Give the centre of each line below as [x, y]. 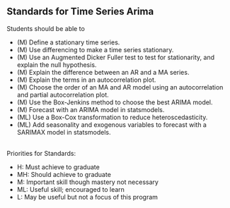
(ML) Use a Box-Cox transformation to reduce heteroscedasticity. [112, 117]
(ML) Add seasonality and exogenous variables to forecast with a [111, 124]
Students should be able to [46, 28]
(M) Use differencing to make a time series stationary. [95, 49]
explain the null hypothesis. [57, 65]
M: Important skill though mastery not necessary [87, 182]
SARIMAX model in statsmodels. [64, 132]
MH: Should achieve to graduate [64, 174]
